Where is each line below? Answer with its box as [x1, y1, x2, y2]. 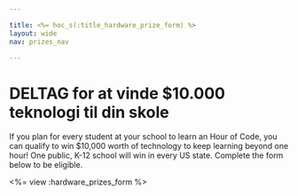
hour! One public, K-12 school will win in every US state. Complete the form [9, 150, 284, 161]
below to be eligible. [9, 160, 83, 170]
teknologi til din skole [9, 102, 170, 122]
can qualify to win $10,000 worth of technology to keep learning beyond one [9, 141, 289, 152]
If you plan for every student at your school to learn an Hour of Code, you [9, 131, 277, 142]
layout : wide [9, 28, 58, 38]
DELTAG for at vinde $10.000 [9, 83, 226, 103]
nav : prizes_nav [9, 37, 69, 46]
